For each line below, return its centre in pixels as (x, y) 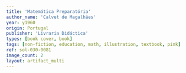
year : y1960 (21, 22)
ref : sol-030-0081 (29, 50)
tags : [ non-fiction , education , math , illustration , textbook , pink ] (94, 45)
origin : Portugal (27, 28)
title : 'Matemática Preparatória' (49, 11)
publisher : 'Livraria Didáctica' (47, 34)
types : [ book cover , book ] (39, 39)
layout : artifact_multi (35, 61)
